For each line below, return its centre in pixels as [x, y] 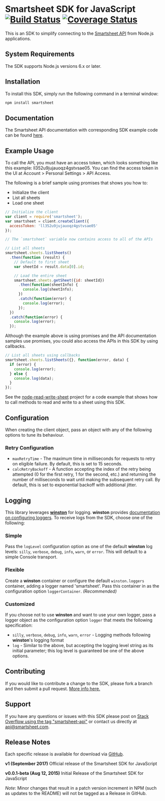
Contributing [25, 672]
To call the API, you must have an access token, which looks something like [82, 163]
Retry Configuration [30, 448]
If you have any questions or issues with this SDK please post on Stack [77, 716]
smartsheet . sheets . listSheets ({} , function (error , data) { [67, 360]
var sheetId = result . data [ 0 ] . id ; [49, 267]
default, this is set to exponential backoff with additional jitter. [74, 485]
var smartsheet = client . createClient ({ [47, 221]
